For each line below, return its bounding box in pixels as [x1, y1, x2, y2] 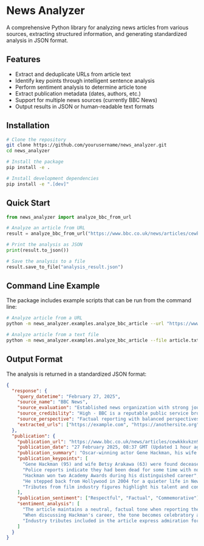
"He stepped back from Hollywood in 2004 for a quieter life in [22, 478, 189, 484]
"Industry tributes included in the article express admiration [22, 517, 189, 524]
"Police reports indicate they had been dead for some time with [22, 466, 191, 473]
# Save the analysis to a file [6, 258, 86, 264]
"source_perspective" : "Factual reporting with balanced [17, 416, 165, 422]
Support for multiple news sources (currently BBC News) [15, 96, 158, 103]
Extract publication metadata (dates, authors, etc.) [15, 89, 141, 97]
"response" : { [12, 387, 47, 394]
